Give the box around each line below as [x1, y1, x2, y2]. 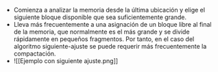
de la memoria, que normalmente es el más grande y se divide [13, 27, 190, 36]
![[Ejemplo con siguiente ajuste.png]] [13, 57, 119, 64]
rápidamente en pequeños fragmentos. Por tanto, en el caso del [13, 35, 195, 43]
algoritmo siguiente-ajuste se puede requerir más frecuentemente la [13, 43, 207, 50]
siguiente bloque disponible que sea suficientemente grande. [13, 13, 187, 21]
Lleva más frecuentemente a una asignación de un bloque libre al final [13, 21, 212, 28]
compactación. [13, 49, 56, 58]
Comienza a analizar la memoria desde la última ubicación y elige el [13, 6, 206, 14]
